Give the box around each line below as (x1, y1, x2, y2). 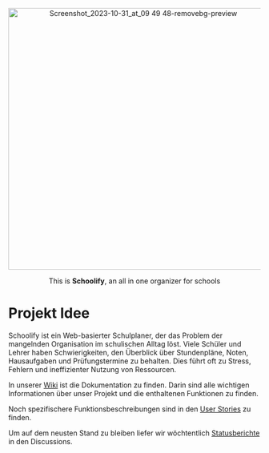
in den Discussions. (8, 436, 73, 446)
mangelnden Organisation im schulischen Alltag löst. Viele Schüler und (8, 339, 242, 348)
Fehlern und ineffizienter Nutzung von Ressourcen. (8, 364, 177, 374)
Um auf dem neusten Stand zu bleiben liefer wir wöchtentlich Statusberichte (8, 428, 260, 438)
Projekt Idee (8, 304, 90, 323)
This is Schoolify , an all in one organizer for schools (48, 276, 221, 286)
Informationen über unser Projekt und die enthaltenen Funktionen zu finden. (8, 388, 259, 398)
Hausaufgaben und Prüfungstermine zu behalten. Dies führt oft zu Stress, (8, 356, 251, 366)
